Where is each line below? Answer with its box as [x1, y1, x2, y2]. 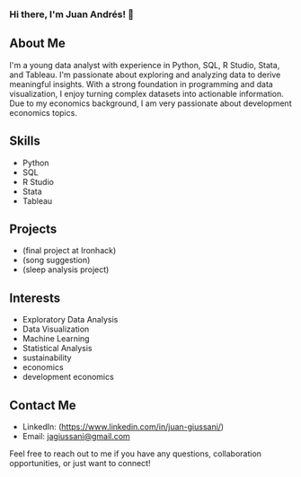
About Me [9, 36, 66, 51]
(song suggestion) [22, 255, 91, 266]
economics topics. [9, 107, 78, 118]
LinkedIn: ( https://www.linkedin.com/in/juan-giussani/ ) [22, 421, 225, 432]
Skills [9, 134, 40, 149]
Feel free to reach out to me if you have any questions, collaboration [9, 448, 262, 459]
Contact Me [9, 397, 76, 412]
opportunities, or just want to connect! [9, 457, 151, 468]
